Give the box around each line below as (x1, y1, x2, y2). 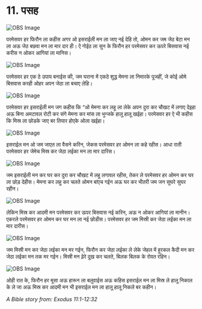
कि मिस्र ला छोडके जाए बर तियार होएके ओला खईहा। (6, 117, 105, 124)
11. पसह (6, 4, 38, 18)
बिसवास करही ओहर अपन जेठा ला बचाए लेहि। (6, 80, 93, 87)
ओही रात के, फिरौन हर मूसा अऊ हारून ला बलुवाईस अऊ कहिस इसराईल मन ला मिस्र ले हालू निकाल (6, 276, 193, 284)
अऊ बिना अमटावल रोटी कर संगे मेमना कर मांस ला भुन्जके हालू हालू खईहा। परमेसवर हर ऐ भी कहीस (6, 110, 193, 118)
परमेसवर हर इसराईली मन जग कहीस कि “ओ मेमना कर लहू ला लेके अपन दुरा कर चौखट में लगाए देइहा (6, 103, 196, 110)
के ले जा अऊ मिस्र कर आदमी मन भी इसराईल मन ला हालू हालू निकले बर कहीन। (6, 283, 157, 290)
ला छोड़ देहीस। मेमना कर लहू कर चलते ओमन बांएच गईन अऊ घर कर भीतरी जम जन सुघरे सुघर (6, 178, 186, 185)
